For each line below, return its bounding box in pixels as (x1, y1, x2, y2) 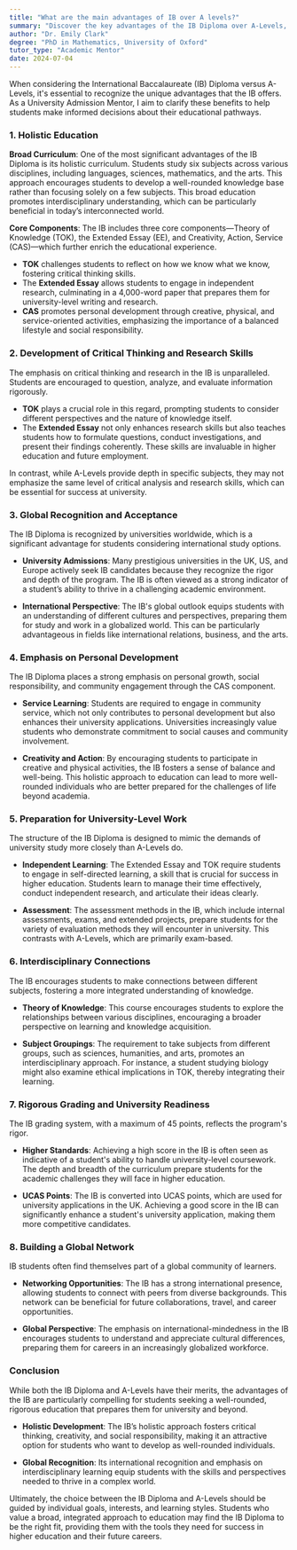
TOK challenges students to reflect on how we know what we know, (21, 259, 270, 270)
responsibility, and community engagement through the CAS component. (9, 681, 277, 692)
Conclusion (9, 1365, 60, 1377)
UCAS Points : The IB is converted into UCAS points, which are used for (21, 1191, 283, 1201)
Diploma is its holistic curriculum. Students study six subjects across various (9, 159, 289, 169)
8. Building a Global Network (9, 1241, 135, 1253)
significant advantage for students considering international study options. (9, 538, 282, 548)
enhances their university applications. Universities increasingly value (21, 717, 277, 728)
